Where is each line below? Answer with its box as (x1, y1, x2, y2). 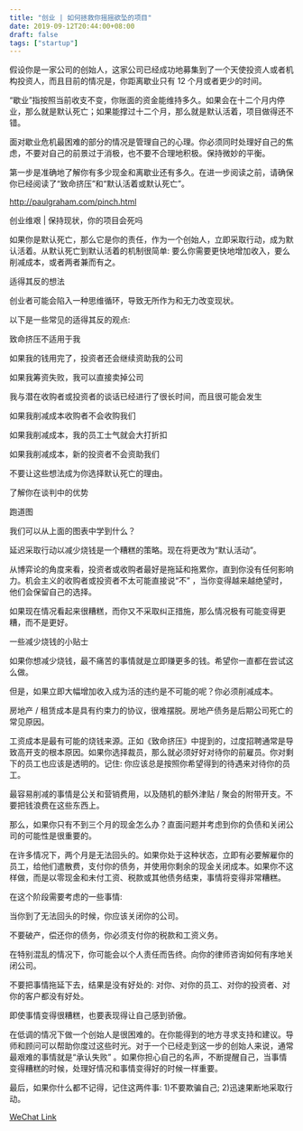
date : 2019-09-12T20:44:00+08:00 (9, 22, 135, 31)
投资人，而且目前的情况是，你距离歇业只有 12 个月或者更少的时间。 (16, 76, 268, 87)
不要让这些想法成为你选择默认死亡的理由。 (9, 468, 168, 479)
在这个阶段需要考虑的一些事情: (9, 892, 124, 902)
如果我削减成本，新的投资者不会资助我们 (9, 449, 160, 460)
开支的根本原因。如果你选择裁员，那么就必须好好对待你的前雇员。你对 (24, 747, 286, 758)
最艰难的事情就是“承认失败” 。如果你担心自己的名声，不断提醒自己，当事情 (9, 1052, 288, 1062)
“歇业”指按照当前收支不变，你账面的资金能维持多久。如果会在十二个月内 (9, 95, 278, 106)
